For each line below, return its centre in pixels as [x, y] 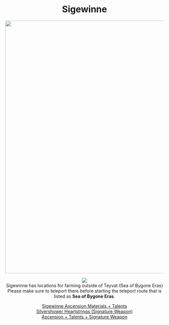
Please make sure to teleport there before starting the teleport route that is [84, 291]
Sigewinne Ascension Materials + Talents [84, 306]
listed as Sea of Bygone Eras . [84, 296]
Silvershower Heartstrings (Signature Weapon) [84, 311]
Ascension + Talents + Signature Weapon [84, 316]
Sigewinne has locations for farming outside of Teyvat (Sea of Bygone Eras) [84, 285]
